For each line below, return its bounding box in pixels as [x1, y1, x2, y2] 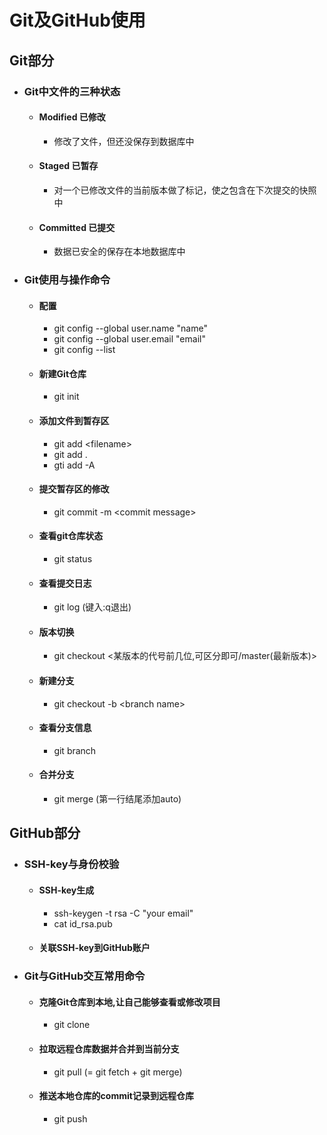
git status [53, 553, 93, 565]
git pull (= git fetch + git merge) [53, 1066, 183, 1078]
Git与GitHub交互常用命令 [23, 969, 146, 983]
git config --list [53, 344, 116, 356]
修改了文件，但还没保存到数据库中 [53, 135, 195, 147]
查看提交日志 [38, 577, 92, 589]
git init [53, 391, 80, 403]
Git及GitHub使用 [9, 9, 146, 32]
